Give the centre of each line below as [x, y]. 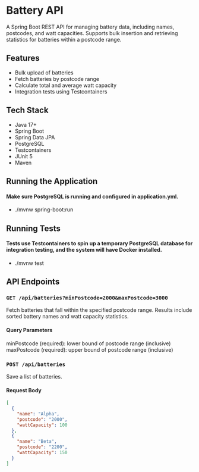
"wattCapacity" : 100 [42, 425]
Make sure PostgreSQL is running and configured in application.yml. [92, 196]
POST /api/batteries [36, 364]
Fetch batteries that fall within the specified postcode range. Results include [99, 310]
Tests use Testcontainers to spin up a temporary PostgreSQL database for [99, 243]
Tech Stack [27, 110]
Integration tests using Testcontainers [61, 91]
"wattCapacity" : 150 [42, 453]
